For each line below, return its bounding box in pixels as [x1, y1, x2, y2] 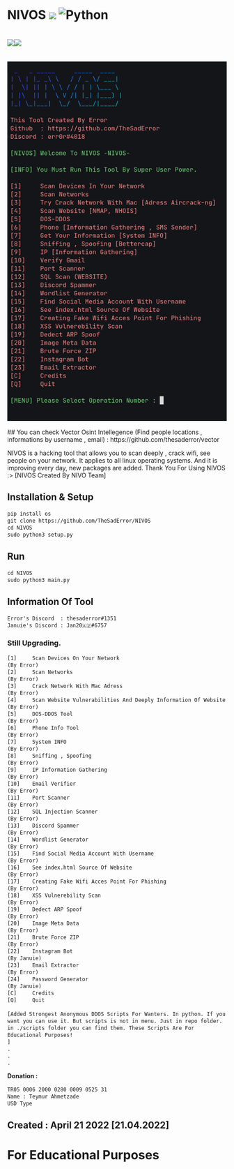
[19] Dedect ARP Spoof [7, 906, 82, 914]
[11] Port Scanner [7, 794, 70, 802]
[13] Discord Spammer [7, 822, 79, 830]
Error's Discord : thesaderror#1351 [7, 615, 117, 623]
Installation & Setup [7, 491, 94, 502]
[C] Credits [7, 990, 54, 997]
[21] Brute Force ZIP [7, 934, 79, 941]
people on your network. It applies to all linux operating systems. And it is [7, 456, 218, 464]
